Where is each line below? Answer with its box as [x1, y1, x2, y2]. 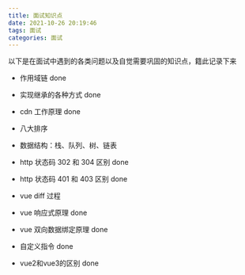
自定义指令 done [19, 242, 73, 251]
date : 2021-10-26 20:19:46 [8, 19, 97, 27]
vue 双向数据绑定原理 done [19, 225, 108, 235]
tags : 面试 [8, 26, 42, 34]
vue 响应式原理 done [19, 208, 88, 218]
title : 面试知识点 [8, 11, 63, 20]
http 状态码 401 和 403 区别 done [19, 174, 128, 184]
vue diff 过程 [19, 191, 61, 201]
